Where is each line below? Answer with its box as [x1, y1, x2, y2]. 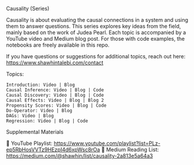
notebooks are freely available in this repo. [6, 41, 110, 48]
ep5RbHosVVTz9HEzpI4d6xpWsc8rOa [6, 146, 100, 153]
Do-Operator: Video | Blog [6, 108, 73, 114]
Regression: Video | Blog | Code [6, 118, 88, 124]
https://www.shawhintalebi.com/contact [6, 59, 104, 66]
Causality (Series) [6, 5, 50, 12]
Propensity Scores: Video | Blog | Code [6, 103, 107, 108]
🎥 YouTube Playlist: [6, 140, 53, 147]
